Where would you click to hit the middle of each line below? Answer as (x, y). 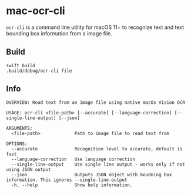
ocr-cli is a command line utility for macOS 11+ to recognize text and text (95, 27)
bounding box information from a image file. (59, 33)
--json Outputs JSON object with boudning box (92, 175)
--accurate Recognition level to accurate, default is (97, 149)
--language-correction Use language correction (73, 159)
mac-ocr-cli (36, 11)
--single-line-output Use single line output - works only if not (98, 164)
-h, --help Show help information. (72, 185)
